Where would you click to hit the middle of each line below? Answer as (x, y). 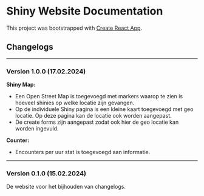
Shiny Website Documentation (85, 11)
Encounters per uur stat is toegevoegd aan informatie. (83, 152)
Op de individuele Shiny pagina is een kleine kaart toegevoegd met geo (104, 109)
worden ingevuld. (37, 129)
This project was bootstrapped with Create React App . (74, 28)
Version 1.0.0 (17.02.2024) (46, 71)
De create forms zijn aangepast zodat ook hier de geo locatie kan (97, 122)
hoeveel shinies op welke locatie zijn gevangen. (75, 103)
